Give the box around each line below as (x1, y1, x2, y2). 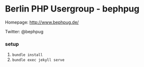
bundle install (12, 53, 43, 57)
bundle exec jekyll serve (12, 58, 64, 63)
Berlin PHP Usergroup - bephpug (5, 3, 140, 14)
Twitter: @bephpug (5, 28, 44, 34)
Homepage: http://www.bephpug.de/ (5, 19, 79, 25)
